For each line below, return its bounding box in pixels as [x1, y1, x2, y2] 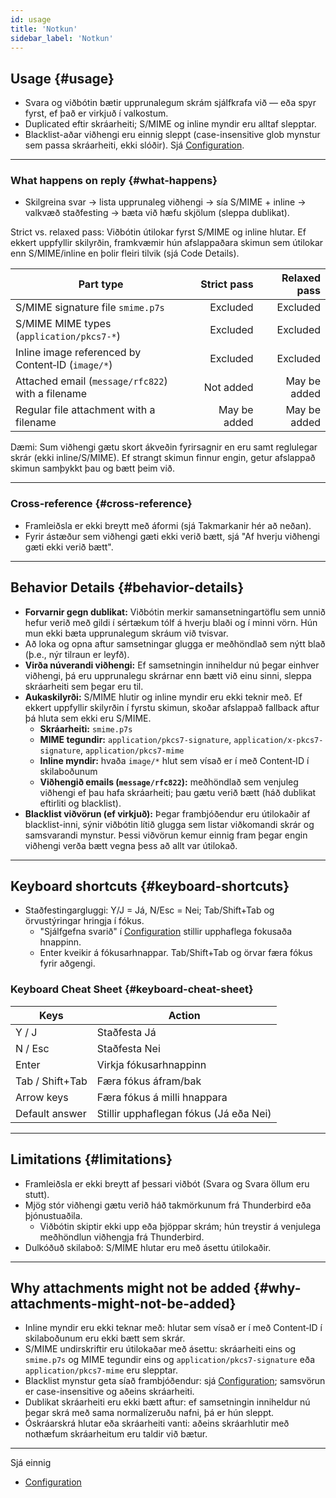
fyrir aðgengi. [39, 957, 96, 970]
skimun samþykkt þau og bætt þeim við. [10, 462, 175, 475]
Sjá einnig [10, 1457, 52, 1469]
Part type [78, 277, 124, 291]
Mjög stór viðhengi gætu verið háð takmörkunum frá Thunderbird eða [24, 1199, 312, 1211]
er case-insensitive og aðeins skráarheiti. [24, 1386, 195, 1398]
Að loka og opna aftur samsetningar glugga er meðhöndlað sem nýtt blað [24, 637, 326, 650]
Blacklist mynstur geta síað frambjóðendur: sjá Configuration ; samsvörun [24, 1375, 326, 1387]
